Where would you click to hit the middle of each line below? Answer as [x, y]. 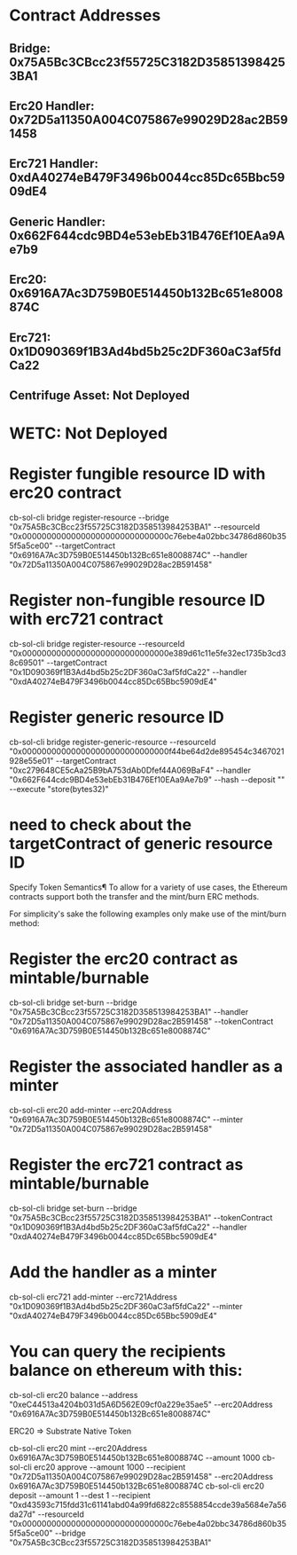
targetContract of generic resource [141, 844]
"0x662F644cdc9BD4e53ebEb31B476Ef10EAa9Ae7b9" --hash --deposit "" [147, 779]
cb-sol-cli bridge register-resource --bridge [90, 518]
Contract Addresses [85, 16]
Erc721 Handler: [54, 164]
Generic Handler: [58, 221]
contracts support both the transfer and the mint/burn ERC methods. [134, 896]
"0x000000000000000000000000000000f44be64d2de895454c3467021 [147, 751]
